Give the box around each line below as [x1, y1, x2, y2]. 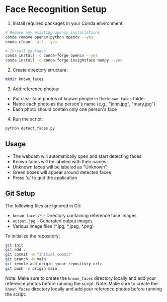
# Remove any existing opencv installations [5, 30, 100, 35]
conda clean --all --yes [5, 39, 57, 44]
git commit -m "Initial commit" [5, 252, 73, 257]
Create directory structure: [12, 67, 68, 73]
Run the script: [12, 116, 43, 122]
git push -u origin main [5, 266, 57, 271]
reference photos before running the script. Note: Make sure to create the [5, 280, 158, 286]
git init [5, 243, 24, 248]
